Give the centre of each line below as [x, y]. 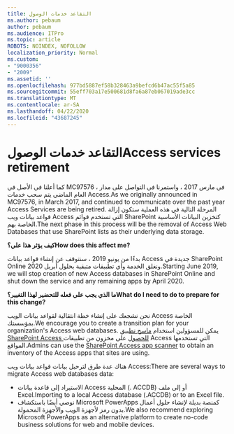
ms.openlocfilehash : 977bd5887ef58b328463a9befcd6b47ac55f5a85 [101, 85]
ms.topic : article [34, 40]
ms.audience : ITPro [36, 33]
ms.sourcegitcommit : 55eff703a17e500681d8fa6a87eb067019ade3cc [101, 92]
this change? [27, 302]
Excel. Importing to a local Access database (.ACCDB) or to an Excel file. [121, 394]
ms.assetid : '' [29, 79]
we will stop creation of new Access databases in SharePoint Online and [111, 273]
